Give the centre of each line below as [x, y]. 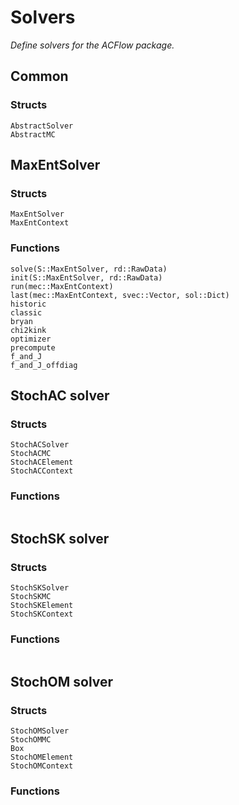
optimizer [31, 339]
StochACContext [42, 471]
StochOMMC [31, 740]
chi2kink [28, 330]
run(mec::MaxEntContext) [62, 286]
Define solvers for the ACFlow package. [92, 45]
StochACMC [31, 454]
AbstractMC [33, 134]
